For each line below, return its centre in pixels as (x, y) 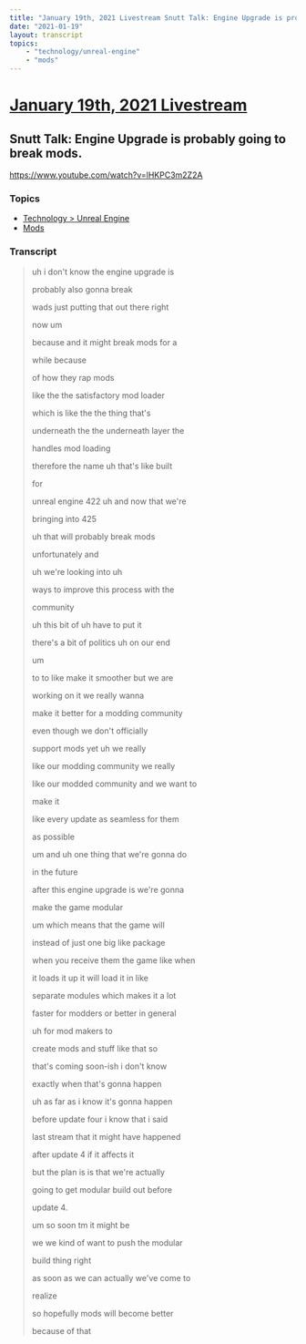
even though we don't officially (90, 731)
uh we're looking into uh (77, 571)
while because (59, 360)
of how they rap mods (73, 377)
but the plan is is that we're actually (98, 1172)
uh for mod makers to (72, 1031)
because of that (61, 1330)
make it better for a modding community (107, 713)
